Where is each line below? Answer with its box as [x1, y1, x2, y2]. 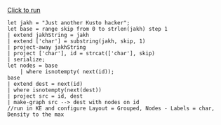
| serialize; [7, 56, 46, 63]
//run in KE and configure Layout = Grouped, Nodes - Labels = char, [7, 105, 215, 112]
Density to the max [7, 111, 65, 118]
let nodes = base [7, 62, 58, 69]
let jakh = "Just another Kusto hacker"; [7, 20, 130, 27]
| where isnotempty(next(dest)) [7, 87, 102, 94]
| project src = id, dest [7, 93, 83, 100]
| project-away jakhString [7, 44, 86, 51]
